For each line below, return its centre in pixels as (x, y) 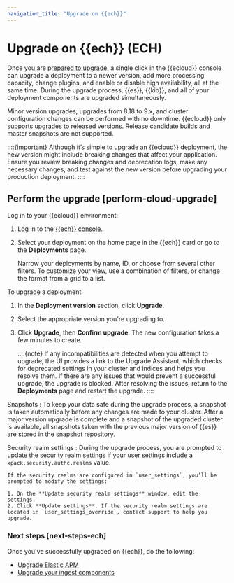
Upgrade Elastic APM (48, 565)
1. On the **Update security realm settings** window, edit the (103, 494)
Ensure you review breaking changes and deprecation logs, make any (108, 162)
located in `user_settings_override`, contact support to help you (108, 512)
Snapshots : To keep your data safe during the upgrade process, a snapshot (117, 405)
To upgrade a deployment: (45, 292)
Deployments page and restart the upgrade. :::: (86, 391)
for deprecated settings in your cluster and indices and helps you (111, 369)
